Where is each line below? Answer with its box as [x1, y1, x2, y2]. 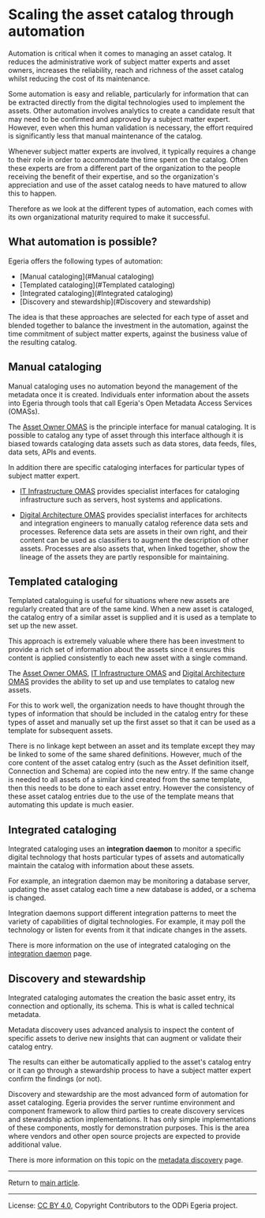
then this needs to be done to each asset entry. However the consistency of [8, 784, 255, 793]
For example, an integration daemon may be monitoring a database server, [8, 876, 251, 886]
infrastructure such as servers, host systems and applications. [19, 495, 222, 504]
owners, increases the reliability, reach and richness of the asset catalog [8, 65, 244, 74]
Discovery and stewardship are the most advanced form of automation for [8, 1090, 249, 1098]
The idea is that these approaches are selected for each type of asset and [8, 312, 249, 321]
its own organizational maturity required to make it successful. [8, 212, 211, 222]
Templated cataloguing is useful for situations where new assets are [8, 596, 230, 605]
